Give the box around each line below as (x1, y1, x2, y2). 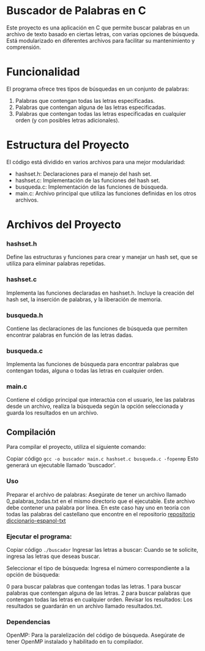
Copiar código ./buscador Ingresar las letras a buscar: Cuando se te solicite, (6, 546, 199, 553)
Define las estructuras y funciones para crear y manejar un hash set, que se (6, 254, 198, 261)
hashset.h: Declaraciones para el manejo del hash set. (15, 170, 152, 178)
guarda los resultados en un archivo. (6, 409, 99, 416)
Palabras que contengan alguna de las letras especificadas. (15, 103, 166, 111)
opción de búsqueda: (6, 571, 60, 578)
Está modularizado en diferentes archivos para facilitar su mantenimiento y (6, 37, 195, 44)
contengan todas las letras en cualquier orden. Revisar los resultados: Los (6, 595, 193, 603)
